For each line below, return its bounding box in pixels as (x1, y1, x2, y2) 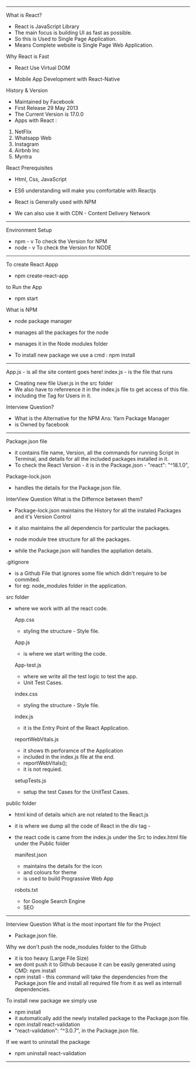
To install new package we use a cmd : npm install (14, 352, 135, 359)
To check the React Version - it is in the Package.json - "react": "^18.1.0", (14, 461, 190, 468)
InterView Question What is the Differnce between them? (6, 495, 143, 502)
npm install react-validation (14, 1021, 80, 1028)
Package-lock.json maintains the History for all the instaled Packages (14, 507, 181, 514)
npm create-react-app (14, 273, 69, 279)
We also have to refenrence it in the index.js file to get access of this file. (14, 386, 190, 392)
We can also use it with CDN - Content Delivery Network (14, 210, 150, 216)
